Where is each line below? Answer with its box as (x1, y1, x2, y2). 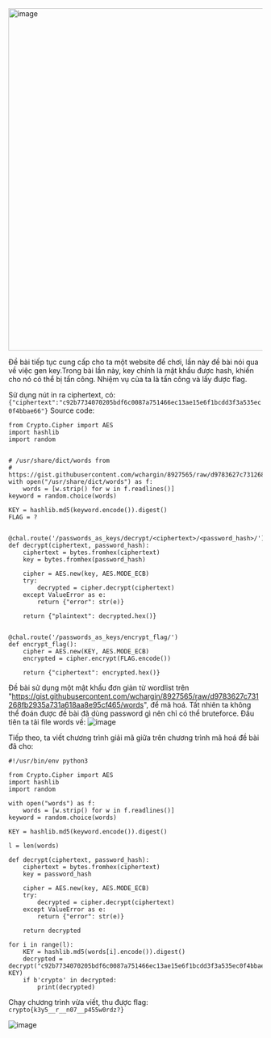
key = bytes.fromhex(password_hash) (23, 556, 147, 564)
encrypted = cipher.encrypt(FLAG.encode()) (23, 654, 172, 662)
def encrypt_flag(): (8, 641, 78, 649)
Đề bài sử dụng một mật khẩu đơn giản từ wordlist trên (8, 683, 190, 692)
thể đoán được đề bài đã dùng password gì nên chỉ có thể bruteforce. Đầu (8, 708, 255, 718)
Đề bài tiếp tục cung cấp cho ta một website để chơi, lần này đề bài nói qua (8, 357, 259, 367)
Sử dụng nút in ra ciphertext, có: (8, 390, 116, 399)
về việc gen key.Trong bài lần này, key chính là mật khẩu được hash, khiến (8, 366, 254, 375)
